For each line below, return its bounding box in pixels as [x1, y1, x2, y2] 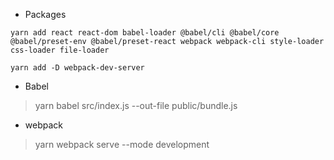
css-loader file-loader [10, 45, 110, 55]
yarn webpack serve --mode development [34, 139, 210, 150]
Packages [24, 9, 67, 20]
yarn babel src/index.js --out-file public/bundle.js [34, 100, 238, 111]
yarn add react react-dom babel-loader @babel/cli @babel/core [10, 28, 280, 38]
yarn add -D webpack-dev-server [10, 63, 145, 73]
